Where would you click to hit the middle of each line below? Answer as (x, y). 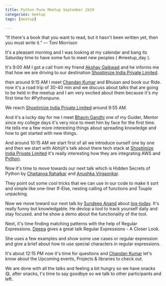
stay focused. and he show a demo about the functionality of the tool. (76, 214)
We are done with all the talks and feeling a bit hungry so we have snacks (80, 269)
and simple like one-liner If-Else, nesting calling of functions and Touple (79, 189)
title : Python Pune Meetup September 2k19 (50, 10)
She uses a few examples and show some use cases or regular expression (82, 239)
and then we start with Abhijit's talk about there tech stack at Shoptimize (80, 148)
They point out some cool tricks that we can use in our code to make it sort (82, 183)
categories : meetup (25, 14)
